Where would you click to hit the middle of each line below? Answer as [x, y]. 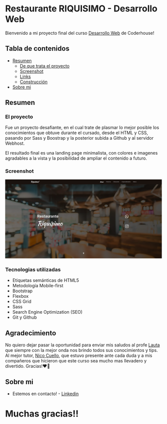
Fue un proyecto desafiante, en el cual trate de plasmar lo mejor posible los [82, 128]
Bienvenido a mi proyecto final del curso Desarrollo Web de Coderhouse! [80, 33]
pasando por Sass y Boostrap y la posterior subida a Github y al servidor [80, 138]
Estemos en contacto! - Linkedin [45, 394]
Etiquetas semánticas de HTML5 [46, 280]
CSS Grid [22, 302]
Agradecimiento [31, 333]
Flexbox [20, 296]
